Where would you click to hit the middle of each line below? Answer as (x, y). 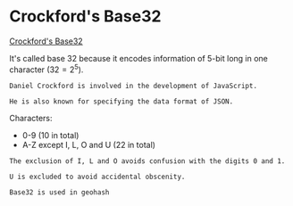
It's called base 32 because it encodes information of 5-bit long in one (138, 58)
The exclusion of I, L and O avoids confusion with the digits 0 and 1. (147, 161)
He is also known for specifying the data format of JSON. (121, 101)
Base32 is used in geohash (59, 192)
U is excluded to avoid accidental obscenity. (97, 177)
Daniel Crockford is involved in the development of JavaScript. (133, 86)
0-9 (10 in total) (50, 135)
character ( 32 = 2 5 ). (46, 69)
